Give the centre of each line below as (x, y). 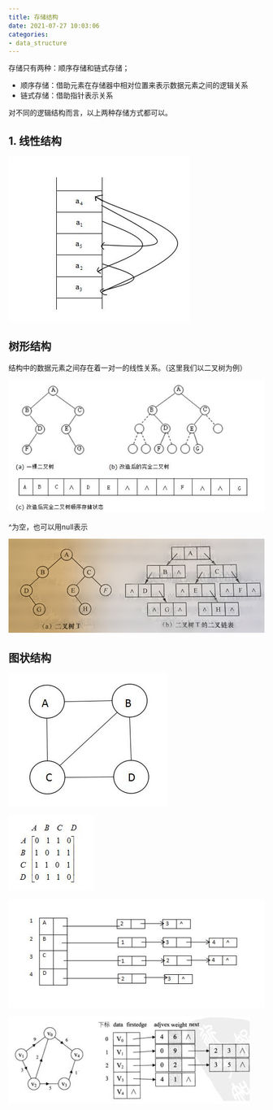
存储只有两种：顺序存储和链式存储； (69, 68)
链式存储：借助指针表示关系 (67, 96)
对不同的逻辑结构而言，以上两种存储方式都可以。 (90, 113)
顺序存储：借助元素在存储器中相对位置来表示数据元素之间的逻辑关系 (134, 85)
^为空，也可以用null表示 (48, 527)
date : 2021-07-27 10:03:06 (54, 26)
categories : (28, 34)
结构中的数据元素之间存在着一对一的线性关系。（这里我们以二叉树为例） (128, 368)
